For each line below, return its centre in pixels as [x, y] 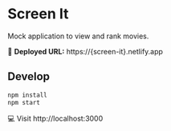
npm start [24, 102]
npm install [27, 95]
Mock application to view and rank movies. [78, 36]
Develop [28, 77]
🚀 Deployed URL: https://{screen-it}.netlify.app [85, 51]
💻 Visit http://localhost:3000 [55, 118]
